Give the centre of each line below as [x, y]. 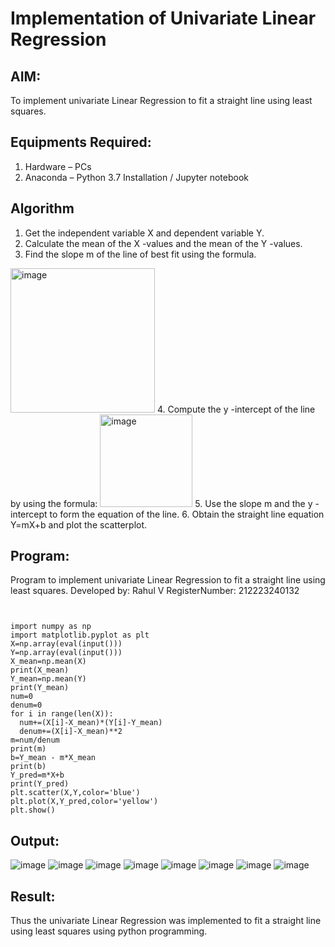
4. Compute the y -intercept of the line [236, 409]
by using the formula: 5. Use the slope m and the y [161, 503]
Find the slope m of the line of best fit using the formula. [140, 254]
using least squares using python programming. [109, 931]
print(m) [28, 749]
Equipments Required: [81, 142]
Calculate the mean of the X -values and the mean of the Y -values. [163, 243]
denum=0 [26, 705]
